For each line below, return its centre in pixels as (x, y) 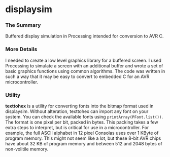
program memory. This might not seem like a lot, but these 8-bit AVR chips (83, 138)
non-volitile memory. (27, 149)
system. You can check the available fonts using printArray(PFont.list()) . (84, 117)
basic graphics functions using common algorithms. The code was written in (85, 71)
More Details (21, 49)
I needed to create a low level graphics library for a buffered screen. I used (83, 60)
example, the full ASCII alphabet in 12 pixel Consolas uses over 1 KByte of (82, 133)
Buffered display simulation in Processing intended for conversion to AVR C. (84, 36)
